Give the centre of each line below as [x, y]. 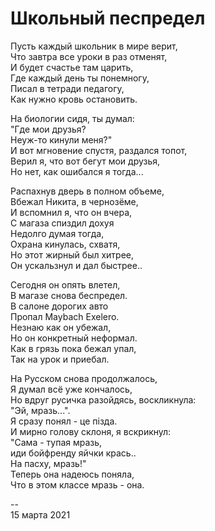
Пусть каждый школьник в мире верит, [94, 46]
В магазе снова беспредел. [69, 295]
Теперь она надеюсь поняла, [72, 474]
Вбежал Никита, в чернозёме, [74, 201]
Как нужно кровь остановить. [74, 99]
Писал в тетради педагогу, [67, 88]
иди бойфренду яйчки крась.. [73, 453]
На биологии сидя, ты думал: [72, 118]
